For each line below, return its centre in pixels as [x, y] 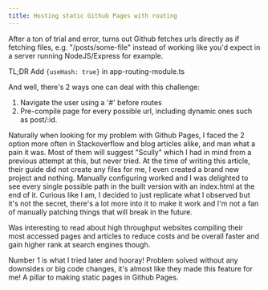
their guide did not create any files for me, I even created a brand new [124, 169]
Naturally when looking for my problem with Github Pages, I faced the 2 [126, 135]
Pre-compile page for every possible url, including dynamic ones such [136, 111]
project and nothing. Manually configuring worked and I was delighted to [128, 178]
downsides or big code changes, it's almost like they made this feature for [130, 268]
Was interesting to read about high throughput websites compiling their [126, 227]
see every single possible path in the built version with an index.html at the [132, 186]
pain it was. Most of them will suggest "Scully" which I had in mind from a [130, 152]
